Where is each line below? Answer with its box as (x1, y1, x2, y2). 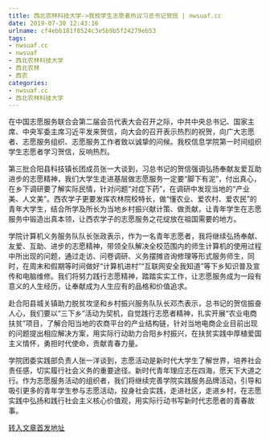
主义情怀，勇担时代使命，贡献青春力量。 (8, 339, 142, 348)
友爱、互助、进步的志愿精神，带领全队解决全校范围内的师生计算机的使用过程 (8, 242, 262, 251)
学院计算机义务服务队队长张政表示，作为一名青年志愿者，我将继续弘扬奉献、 (8, 231, 262, 241)
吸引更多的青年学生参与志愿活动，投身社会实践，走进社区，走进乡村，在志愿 (8, 386, 262, 396)
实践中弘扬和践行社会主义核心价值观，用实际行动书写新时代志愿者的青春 (8, 396, 247, 405)
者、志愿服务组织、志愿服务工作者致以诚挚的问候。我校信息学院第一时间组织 (8, 137, 262, 147)
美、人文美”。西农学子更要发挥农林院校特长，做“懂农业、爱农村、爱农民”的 (8, 194, 257, 204)
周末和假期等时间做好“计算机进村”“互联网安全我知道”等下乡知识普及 (29, 262, 253, 271)
